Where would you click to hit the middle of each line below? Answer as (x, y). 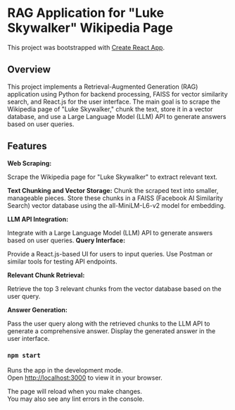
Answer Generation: (38, 310)
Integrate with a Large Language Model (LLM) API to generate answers (110, 232)
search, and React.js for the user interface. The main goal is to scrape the (114, 101)
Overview (29, 69)
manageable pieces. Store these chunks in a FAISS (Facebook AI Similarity (115, 198)
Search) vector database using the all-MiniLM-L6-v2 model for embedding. (116, 205)
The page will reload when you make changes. (75, 391)
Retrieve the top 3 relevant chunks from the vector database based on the (114, 288)
